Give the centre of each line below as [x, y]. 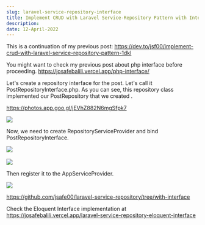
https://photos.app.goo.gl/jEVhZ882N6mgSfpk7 [67, 108]
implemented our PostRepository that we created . [70, 96]
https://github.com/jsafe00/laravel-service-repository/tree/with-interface [98, 197]
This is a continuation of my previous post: [60, 46]
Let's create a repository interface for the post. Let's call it [79, 83]
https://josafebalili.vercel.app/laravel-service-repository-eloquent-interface [101, 215]
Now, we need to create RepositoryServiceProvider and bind [82, 131]
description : [23, 23]
